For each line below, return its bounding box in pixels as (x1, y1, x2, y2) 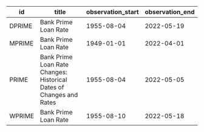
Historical (39, 76, 67, 84)
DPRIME (9, 22, 33, 30)
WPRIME (9, 112, 35, 120)
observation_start (86, 8, 139, 16)
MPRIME (9, 39, 34, 47)
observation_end (144, 8, 195, 16)
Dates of (39, 83, 64, 91)
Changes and (39, 91, 78, 99)
